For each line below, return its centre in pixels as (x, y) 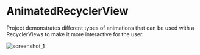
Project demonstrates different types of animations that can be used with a (100, 28)
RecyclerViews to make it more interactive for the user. (75, 34)
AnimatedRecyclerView (67, 11)
